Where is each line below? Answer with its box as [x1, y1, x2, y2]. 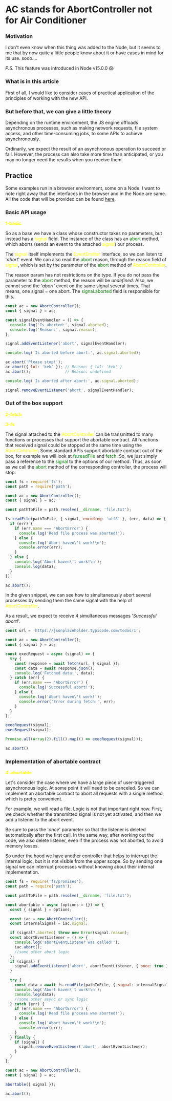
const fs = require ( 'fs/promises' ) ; [5, 879, 83, 884]
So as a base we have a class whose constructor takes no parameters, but [5, 230, 162, 237]
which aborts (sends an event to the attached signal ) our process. [5, 241, 144, 247]
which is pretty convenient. [5, 796, 62, 802]
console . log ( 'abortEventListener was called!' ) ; [14, 940, 120, 945]
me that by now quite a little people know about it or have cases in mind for [5, 50, 164, 56]
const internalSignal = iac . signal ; [10, 921, 88, 926]
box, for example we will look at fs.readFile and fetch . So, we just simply [5, 453, 158, 459]
